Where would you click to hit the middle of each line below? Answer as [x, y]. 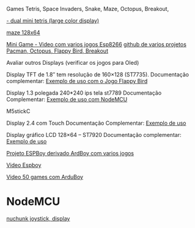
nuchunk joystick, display [38, 218]
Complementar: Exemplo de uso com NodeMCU [67, 99]
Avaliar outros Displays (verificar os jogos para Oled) [73, 63]
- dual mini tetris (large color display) [53, 20]
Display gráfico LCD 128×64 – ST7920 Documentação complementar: [94, 135]
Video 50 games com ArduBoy [45, 177]
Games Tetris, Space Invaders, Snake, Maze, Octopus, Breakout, [88, 9]
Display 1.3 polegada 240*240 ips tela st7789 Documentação [84, 93]
